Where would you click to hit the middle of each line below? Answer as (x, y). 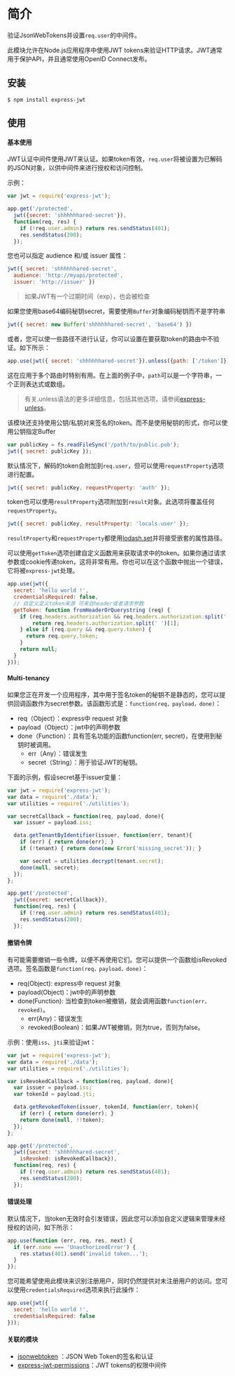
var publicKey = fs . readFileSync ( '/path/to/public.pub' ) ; (93, 444)
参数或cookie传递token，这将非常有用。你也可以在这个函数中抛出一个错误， (117, 562)
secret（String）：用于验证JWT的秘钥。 (84, 762)
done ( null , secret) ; (50, 868)
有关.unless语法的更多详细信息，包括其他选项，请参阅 (102, 399)
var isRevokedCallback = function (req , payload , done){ (90, 1081)
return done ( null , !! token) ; (62, 1120)
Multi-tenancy (29, 678)
